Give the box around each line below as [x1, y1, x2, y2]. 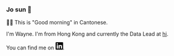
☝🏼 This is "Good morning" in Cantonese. [6, 19, 108, 26]
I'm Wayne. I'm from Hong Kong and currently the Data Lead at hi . [6, 30, 169, 38]
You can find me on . [6, 44, 65, 51]
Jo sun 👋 [6, 5, 32, 14]
